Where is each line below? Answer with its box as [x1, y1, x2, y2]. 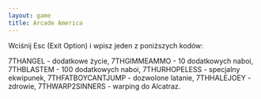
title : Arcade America [8, 19, 83, 27]
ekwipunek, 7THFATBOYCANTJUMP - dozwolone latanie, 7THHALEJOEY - [8, 73, 252, 82]
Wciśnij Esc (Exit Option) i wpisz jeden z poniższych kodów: [8, 40, 203, 50]
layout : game [8, 11, 51, 20]
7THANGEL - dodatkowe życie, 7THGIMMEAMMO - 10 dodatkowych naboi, [8, 56, 254, 66]
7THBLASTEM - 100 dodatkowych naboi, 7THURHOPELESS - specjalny [8, 64, 240, 74]
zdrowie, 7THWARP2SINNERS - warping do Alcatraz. [8, 81, 181, 91]
